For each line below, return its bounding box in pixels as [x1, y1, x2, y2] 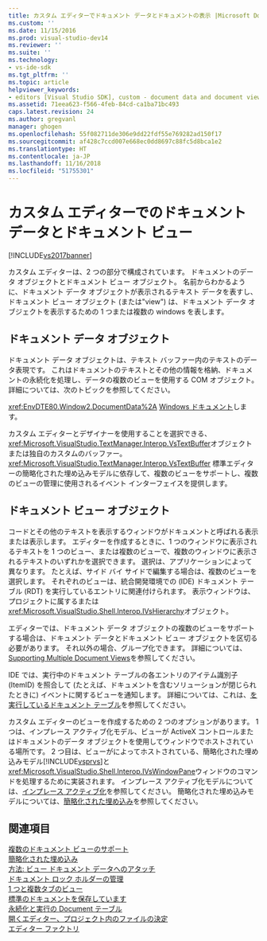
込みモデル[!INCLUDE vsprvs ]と [8, 756, 110, 766]
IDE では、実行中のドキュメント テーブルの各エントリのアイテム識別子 [8, 670, 238, 679]
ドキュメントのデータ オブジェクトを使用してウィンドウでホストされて [14, 736, 247, 746]
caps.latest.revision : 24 [8, 108, 94, 116]
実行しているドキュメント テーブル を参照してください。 [8, 700, 191, 709]
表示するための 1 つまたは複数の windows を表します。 [49, 307, 229, 316]
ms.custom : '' [8, 19, 56, 27]
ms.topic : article [8, 78, 69, 86]
